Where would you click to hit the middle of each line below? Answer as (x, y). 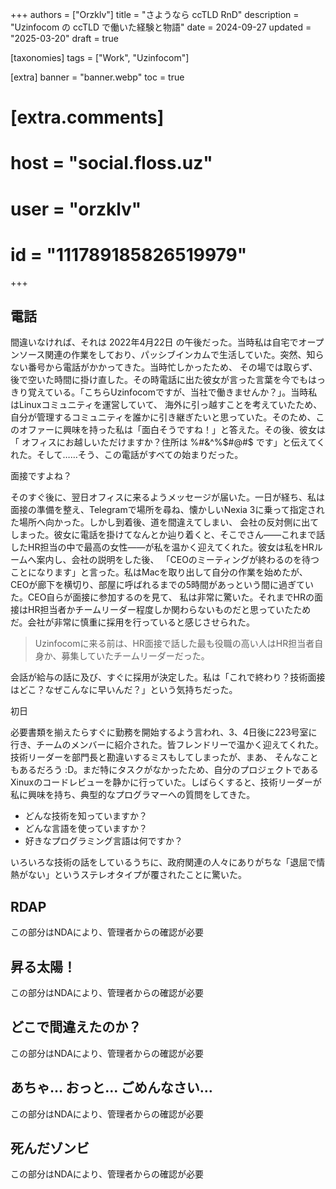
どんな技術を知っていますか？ (86, 816)
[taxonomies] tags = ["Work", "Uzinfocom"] (100, 57)
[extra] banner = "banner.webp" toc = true (97, 77)
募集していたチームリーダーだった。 (135, 656)
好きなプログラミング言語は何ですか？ (103, 841)
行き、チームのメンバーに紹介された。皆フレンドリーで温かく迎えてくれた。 (167, 745)
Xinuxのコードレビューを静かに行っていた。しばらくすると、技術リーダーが (166, 782)
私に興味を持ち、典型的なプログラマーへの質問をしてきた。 (133, 795)
